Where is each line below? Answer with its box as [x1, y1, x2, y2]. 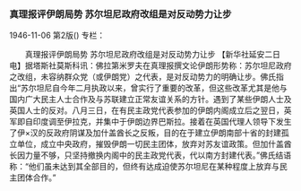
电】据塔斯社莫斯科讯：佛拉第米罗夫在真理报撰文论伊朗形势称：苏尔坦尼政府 [9, 60, 292, 71]
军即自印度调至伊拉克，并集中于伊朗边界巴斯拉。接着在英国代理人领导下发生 [9, 117, 292, 127]
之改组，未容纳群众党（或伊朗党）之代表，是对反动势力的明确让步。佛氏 [9, 72, 276, 82]
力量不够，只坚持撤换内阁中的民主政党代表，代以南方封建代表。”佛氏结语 [24, 150, 292, 161]
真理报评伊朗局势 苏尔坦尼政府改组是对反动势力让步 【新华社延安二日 [24, 49, 280, 60]
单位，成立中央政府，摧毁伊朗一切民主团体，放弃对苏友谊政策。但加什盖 [16, 139, 284, 150]
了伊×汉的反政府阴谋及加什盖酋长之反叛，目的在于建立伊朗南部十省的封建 [9, 127, 282, 138]
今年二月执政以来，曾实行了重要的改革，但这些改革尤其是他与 [59, 82, 288, 93]
